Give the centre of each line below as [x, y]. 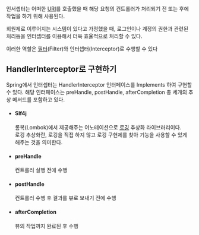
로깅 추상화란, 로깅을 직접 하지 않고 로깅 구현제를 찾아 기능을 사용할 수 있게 [101, 135]
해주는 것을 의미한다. [39, 142]
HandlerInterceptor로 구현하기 [61, 69]
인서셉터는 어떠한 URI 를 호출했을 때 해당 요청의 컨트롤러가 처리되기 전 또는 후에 [97, 9]
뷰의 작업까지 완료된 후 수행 [47, 226]
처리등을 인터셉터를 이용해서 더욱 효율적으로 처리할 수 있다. [74, 36]
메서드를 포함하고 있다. [39, 99]
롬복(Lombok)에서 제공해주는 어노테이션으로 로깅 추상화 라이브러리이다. [98, 128]
